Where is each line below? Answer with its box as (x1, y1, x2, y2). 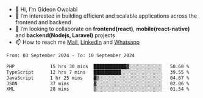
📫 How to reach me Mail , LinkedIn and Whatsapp (15, 38, 140, 46)
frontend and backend (15, 19, 71, 26)
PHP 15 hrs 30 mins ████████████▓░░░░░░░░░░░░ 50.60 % (6, 63, 190, 69)
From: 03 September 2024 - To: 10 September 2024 (6, 52, 135, 58)
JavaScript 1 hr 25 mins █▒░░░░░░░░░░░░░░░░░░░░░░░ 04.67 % (6, 75, 190, 81)
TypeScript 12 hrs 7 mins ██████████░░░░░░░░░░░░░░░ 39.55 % (6, 69, 190, 75)
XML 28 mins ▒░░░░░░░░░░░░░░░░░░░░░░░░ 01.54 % (6, 86, 190, 93)
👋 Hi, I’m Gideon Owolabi (15, 6, 78, 13)
